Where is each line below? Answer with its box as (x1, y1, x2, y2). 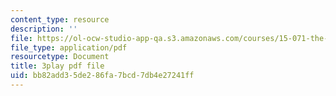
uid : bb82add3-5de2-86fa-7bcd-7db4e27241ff (10, 71, 195, 81)
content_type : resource (10, 14, 110, 25)
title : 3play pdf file (10, 61, 105, 71)
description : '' (10, 24, 78, 34)
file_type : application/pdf (10, 42, 128, 53)
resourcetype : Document (10, 52, 110, 62)
